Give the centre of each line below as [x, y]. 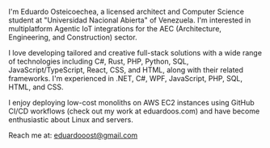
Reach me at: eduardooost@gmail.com [73, 135]
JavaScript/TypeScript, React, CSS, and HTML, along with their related [126, 70]
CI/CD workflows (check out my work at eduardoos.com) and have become [134, 111]
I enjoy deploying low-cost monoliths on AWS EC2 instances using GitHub [131, 103]
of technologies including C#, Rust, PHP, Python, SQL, [99, 61]
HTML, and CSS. [36, 87]
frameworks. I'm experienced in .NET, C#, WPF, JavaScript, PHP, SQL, [126, 78]
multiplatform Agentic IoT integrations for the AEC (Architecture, [115, 29]
